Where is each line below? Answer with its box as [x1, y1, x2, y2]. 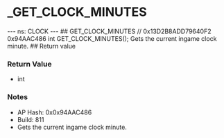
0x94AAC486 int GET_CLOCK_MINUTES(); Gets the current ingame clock [7, 34, 217, 42]
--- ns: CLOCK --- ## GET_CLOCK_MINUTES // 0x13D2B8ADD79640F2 [7, 27, 212, 35]
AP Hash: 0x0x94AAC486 [17, 108, 92, 117]
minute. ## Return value [7, 42, 76, 50]
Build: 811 [17, 115, 44, 123]
